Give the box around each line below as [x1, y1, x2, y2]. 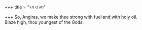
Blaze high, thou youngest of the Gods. [4, 19, 84, 25]
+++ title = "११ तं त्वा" [4, 4, 46, 10]
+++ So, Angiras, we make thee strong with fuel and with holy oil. [4, 14, 138, 20]
